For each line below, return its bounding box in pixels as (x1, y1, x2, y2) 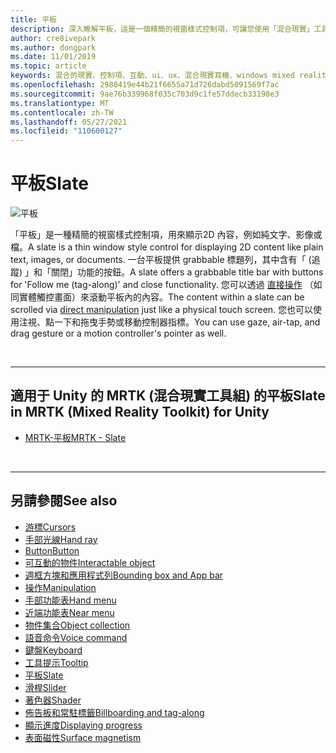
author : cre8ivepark (10, 33, 97, 43)
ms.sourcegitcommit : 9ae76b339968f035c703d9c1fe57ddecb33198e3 (10, 89, 280, 99)
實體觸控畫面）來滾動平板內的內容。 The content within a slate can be (18, 291, 305, 303)
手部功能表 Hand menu (24, 594, 117, 606)
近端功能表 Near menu (24, 606, 115, 618)
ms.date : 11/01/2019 (10, 52, 97, 62)
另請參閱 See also (10, 492, 118, 510)
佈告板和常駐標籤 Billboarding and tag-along (24, 706, 205, 718)
